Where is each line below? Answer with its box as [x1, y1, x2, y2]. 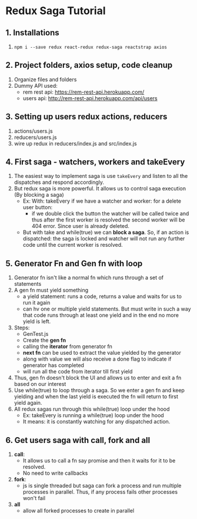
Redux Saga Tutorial [5, 4, 106, 18]
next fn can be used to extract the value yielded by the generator [22, 349, 182, 356]
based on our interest [14, 381, 66, 388]
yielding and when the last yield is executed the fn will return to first [14, 393, 179, 400]
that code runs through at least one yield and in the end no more [22, 312, 179, 319]
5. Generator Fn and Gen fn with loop [5, 258, 143, 269]
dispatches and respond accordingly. [14, 178, 104, 186]
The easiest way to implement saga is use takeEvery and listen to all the [14, 173, 188, 180]
